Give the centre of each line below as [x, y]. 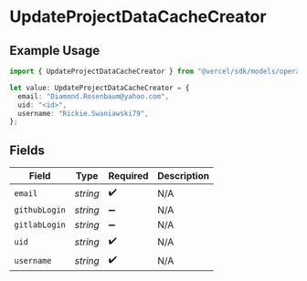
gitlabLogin [40, 225]
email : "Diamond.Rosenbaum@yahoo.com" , [94, 96]
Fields [27, 150]
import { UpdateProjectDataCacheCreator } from [102, 71]
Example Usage [55, 51]
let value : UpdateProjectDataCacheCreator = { [100, 88]
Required [128, 176]
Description [184, 176]
